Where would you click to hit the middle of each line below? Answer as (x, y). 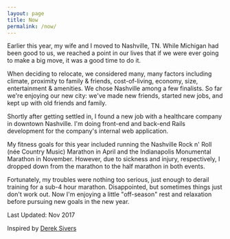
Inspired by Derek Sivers (42, 229)
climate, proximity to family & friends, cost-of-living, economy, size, (103, 81)
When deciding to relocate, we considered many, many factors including (110, 74)
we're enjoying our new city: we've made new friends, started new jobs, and (115, 96)
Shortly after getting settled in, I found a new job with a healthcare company (115, 116)
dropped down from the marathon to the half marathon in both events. (106, 167)
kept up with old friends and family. (57, 103)
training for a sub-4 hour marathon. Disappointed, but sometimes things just (115, 187)
